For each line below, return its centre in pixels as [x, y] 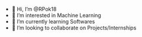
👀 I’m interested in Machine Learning [57, 15]
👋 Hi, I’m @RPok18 [34, 9]
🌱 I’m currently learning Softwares [53, 21]
